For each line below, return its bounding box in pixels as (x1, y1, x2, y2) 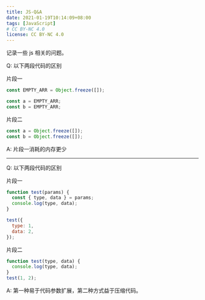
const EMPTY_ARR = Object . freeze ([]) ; (6, 87, 105, 93)
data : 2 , (12, 228, 34, 235)
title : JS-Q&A (6, 9, 43, 15)
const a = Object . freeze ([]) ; (6, 127, 84, 134)
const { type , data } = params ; (12, 195, 95, 201)
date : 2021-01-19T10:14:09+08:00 (6, 15, 92, 21)
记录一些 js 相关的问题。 (6, 49, 67, 57)
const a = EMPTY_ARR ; (6, 98, 62, 104)
